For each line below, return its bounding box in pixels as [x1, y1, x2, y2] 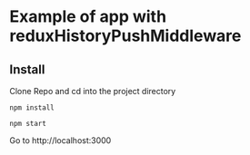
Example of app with [9, 6, 166, 27]
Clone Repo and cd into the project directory [9, 86, 176, 96]
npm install [9, 103, 55, 112]
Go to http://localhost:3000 [9, 135, 112, 146]
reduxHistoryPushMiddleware [9, 25, 242, 46]
